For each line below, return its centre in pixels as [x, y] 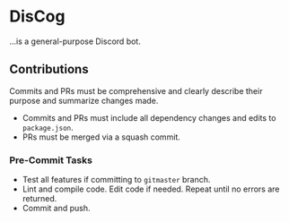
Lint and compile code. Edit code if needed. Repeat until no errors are [151, 189]
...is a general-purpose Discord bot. [75, 41]
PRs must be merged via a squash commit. [101, 137]
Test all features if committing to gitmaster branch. [116, 180]
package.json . [48, 127]
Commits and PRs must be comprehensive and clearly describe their [136, 90]
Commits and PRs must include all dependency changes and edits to [149, 117]
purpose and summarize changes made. [84, 100]
